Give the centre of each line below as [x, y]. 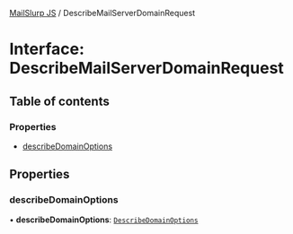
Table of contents [59, 101]
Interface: [47, 49]
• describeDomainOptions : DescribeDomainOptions [104, 220]
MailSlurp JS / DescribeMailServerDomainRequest [102, 13]
